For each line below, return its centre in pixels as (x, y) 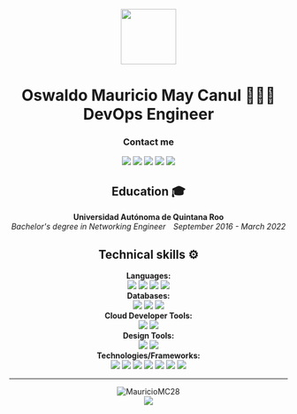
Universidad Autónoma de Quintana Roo (148, 217)
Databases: (148, 296)
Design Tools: (148, 336)
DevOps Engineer (148, 114)
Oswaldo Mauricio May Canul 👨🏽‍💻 (148, 95)
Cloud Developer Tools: (148, 316)
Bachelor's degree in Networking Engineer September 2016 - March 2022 (148, 227)
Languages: (148, 276)
